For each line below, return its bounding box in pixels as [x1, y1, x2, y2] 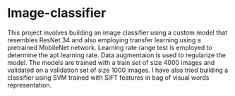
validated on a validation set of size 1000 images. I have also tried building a [7, 66, 229, 74]
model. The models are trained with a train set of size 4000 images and [7, 58, 215, 66]
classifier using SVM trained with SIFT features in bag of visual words [7, 73, 210, 82]
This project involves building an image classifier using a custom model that [7, 28, 228, 37]
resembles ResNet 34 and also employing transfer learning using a [7, 35, 201, 44]
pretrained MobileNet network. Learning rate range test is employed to [7, 43, 213, 52]
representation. [7, 80, 52, 89]
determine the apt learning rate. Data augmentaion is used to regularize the [7, 51, 226, 59]
